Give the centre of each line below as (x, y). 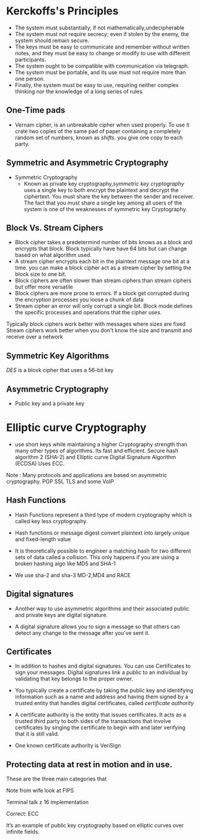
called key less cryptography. (51, 521)
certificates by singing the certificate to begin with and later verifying (100, 728)
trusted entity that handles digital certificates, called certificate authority (104, 703)
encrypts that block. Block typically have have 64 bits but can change (101, 249)
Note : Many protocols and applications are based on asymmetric (87, 475)
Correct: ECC (22, 814)
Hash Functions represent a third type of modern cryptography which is (103, 515)
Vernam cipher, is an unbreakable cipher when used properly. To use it (102, 125)
